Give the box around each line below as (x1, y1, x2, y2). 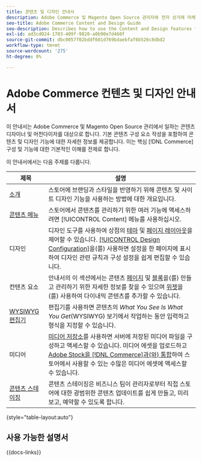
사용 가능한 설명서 (6, 432, 69, 442)
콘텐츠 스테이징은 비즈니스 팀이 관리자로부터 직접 (47, 380, 179, 388)
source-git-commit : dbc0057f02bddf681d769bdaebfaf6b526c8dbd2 (6, 37, 165, 43)
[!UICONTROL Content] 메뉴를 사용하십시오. (61, 215, 182, 223)
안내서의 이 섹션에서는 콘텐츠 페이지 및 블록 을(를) (47, 273, 179, 282)
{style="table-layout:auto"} (6, 413, 73, 421)
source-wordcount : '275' (6, 48, 69, 54)
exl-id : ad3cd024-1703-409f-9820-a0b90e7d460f (6, 31, 125, 37)
